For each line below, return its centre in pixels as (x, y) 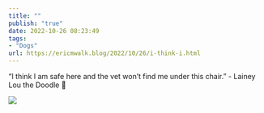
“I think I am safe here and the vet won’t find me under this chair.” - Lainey (132, 76)
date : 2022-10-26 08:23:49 (54, 31)
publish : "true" (36, 23)
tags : (17, 38)
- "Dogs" (23, 46)
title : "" (25, 16)
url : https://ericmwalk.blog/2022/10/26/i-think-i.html (104, 53)
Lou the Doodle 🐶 (37, 85)
